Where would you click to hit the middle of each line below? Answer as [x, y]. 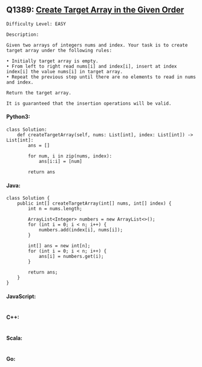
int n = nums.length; [55, 209]
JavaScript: [21, 296]
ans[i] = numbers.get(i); [71, 257]
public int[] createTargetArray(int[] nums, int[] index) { [94, 203]
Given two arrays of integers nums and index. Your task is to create [97, 45]
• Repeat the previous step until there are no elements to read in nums [101, 77]
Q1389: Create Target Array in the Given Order [95, 10]
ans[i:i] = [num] [60, 162]
